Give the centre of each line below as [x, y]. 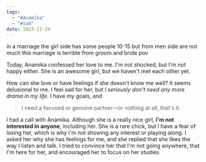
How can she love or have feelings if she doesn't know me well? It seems [99, 83]
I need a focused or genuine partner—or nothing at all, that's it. [101, 108]
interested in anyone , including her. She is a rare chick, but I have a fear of [101, 127]
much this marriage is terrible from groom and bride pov [77, 53]
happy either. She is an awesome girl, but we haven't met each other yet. [98, 72]
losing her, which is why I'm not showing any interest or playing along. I [96, 133]
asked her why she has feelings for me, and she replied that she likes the [98, 139]
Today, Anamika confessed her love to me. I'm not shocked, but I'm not [96, 65]
